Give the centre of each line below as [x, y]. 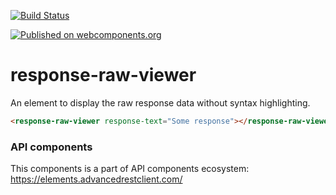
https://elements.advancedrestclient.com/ [96, 179]
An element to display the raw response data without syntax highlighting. [160, 102]
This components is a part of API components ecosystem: [130, 169]
